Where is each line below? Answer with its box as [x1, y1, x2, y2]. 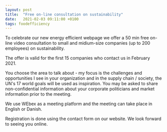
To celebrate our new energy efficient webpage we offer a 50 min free [5, 35, 149, 41]
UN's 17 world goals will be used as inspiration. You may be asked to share [5, 81, 158, 87]
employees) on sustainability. [5, 45, 65, 51]
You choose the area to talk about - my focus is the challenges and [5, 70, 143, 76]
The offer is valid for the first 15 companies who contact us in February [5, 55, 150, 61]
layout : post [5, 7, 32, 12]
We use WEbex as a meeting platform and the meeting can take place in [5, 101, 153, 107]
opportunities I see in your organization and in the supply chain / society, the [5, 75, 162, 81]
